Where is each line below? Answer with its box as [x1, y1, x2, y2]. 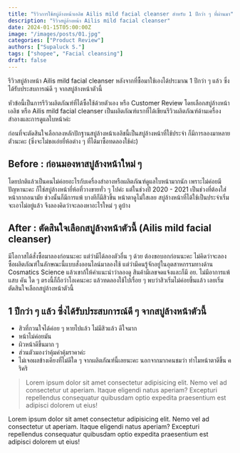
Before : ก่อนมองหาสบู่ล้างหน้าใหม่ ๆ [8, 158, 142, 170]
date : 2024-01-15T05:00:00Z [8, 24, 92, 31]
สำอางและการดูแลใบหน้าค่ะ [8, 115, 71, 123]
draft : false [8, 57, 47, 64]
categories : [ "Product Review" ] [8, 37, 104, 44]
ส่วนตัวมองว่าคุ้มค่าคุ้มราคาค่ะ [18, 348, 86, 357]
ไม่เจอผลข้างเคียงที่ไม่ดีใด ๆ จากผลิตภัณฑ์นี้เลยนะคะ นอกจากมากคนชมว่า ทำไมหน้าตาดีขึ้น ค [18, 356, 232, 365]
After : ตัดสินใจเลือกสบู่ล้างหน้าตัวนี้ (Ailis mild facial [8, 222, 212, 234]
